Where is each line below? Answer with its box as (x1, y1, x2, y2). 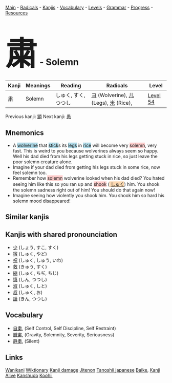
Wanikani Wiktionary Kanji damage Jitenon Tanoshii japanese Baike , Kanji (5, 367, 160, 373)
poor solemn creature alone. (12, 159, 73, 165)
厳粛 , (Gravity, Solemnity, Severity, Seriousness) (12, 331, 115, 338)
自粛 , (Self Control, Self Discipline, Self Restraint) (12, 325, 116, 331)
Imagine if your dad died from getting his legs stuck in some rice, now (12, 164, 160, 170)
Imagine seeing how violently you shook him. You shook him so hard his (12, 192, 165, 198)
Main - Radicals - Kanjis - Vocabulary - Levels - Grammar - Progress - (5, 5, 154, 10)
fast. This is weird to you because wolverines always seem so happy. (12, 147, 159, 154)
